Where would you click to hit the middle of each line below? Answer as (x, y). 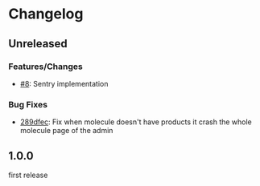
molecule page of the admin (66, 131)
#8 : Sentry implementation (64, 83)
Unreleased (38, 44)
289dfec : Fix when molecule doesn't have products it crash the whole (136, 122)
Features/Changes (45, 67)
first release (28, 175)
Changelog (46, 14)
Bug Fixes (28, 104)
